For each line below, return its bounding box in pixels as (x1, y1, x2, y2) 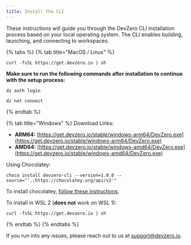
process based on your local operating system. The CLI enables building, (6, 30, 183, 38)
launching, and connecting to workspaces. (6, 37, 109, 44)
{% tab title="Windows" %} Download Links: (6, 120, 114, 127)
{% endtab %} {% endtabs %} (6, 220, 79, 227)
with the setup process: (6, 76, 66, 83)
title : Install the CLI (6, 8, 65, 15)
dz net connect (6, 98, 43, 104)
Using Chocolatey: (6, 161, 51, 168)
